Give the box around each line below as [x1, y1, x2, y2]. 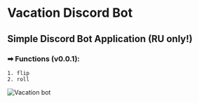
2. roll [7, 76, 30, 83]
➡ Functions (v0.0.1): [7, 54, 81, 64]
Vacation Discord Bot [7, 5, 133, 21]
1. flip [7, 69, 30, 76]
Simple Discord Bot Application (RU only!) [7, 33, 193, 45]
